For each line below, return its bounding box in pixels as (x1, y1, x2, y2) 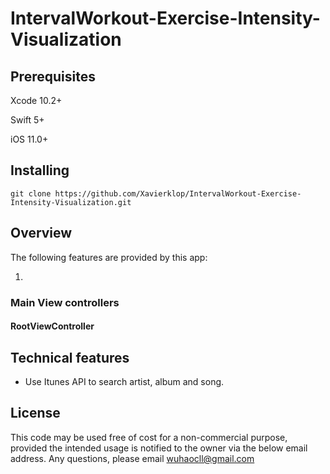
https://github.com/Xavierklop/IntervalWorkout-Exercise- (54, 188, 302, 199)
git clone (10, 188, 52, 199)
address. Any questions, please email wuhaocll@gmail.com (10, 452, 255, 464)
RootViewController (10, 320, 95, 332)
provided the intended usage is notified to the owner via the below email (10, 442, 308, 454)
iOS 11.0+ (10, 133, 49, 145)
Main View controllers (10, 295, 120, 309)
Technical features (10, 349, 130, 366)
